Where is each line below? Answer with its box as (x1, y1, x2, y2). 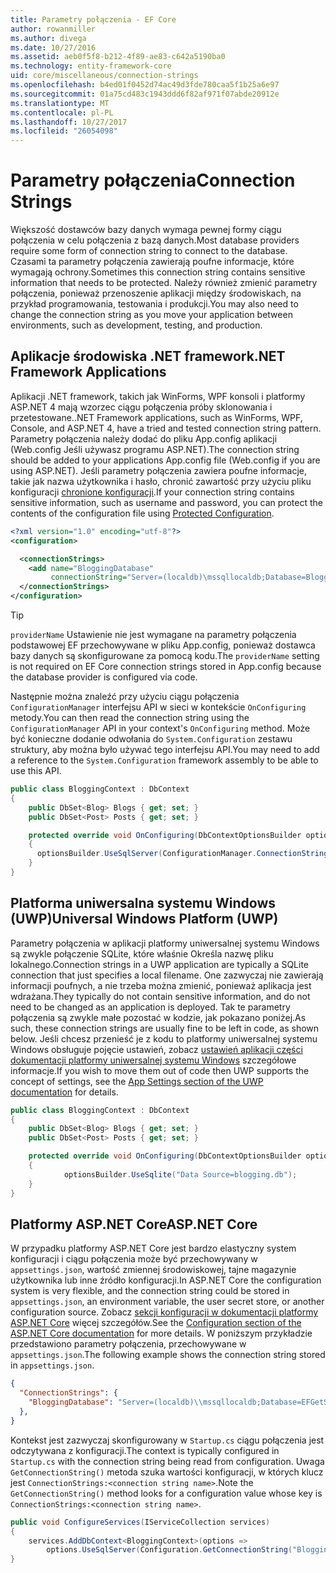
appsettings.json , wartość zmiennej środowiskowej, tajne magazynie (10, 1264, 297, 1276)
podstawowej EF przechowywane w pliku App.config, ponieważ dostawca (10, 639, 316, 651)
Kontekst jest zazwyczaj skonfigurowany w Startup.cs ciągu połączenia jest (10, 1434, 325, 1446)
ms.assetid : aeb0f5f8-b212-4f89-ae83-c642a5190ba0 (10, 52, 226, 62)
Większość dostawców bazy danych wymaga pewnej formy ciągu (10, 224, 282, 236)
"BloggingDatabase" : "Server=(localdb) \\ (28, 1397, 203, 1408)
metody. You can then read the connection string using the (10, 712, 250, 723)
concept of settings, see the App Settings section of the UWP (10, 1075, 264, 1087)
